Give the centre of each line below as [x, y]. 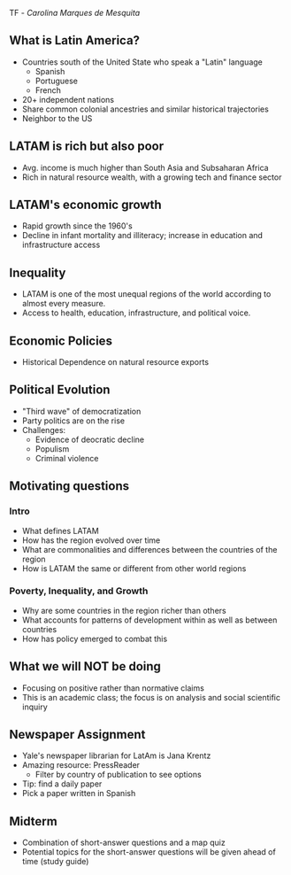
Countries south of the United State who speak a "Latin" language [142, 62]
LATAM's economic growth [85, 205]
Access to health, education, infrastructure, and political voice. [136, 313]
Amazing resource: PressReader [80, 765]
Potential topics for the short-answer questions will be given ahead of [149, 852]
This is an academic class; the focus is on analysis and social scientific [151, 697]
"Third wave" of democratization [81, 411]
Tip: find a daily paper [62, 784]
